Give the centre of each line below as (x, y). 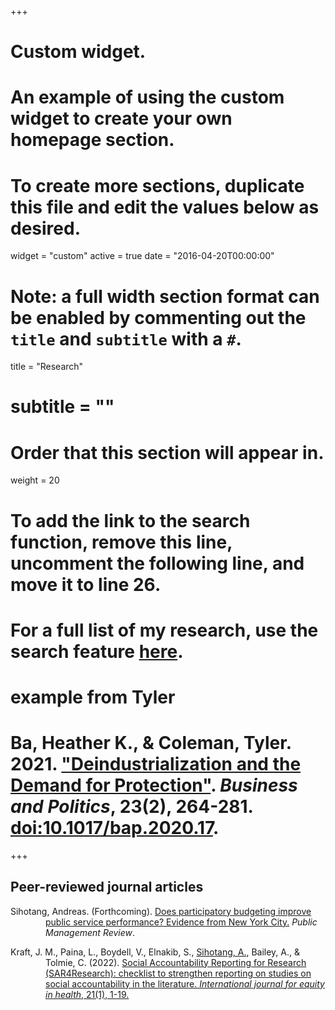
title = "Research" (47, 367)
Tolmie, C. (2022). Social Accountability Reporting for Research (176, 962)
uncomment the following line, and (157, 563)
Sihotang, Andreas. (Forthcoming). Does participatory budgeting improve (161, 911)
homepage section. (92, 140)
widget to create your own (121, 118)
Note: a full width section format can (165, 296)
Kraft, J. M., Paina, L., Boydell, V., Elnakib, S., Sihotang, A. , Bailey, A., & (155, 952)
